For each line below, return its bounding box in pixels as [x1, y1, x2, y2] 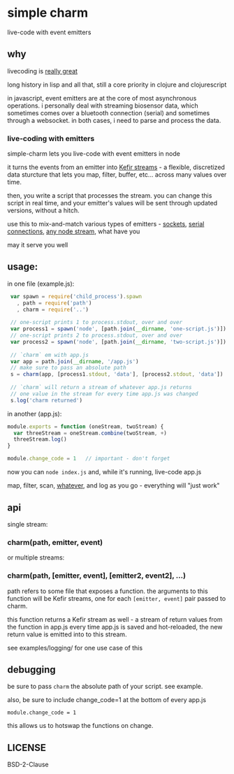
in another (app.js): [7, 409, 62, 418]
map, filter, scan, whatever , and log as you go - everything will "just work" [7, 481, 220, 490]
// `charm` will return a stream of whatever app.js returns [10, 384, 192, 391]
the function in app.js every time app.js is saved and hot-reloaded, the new [7, 622, 223, 631]
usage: [7, 261, 38, 273]
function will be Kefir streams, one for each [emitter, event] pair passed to [7, 594, 226, 602]
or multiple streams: [7, 553, 65, 562]
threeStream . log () [13, 436, 68, 443]
